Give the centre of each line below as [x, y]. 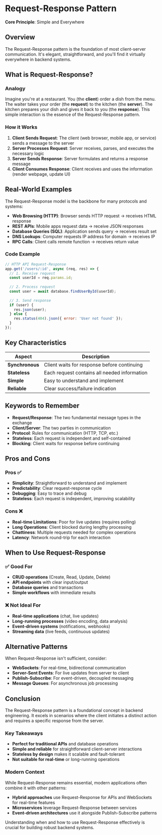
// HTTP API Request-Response [36, 264]
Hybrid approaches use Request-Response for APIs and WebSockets [82, 797]
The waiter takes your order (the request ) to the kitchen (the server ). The [79, 104]
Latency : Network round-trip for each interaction [61, 537]
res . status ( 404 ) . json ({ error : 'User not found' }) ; [68, 319]
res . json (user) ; [30, 310]
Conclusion [23, 698]
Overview [20, 37]
